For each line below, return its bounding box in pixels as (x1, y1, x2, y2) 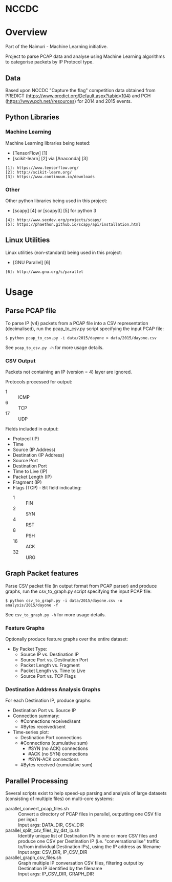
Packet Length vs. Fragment (20, 662, 80, 669)
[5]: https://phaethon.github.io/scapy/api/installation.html (5, 222, 141, 227)
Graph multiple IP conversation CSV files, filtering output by (18, 860, 144, 866)
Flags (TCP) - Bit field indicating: (12, 485, 82, 491)
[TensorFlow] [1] (12, 149, 48, 156)
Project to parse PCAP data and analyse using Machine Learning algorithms (5, 53, 165, 59)
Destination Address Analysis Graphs (5, 686, 101, 693)
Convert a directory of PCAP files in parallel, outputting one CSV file (18, 811, 161, 817)
